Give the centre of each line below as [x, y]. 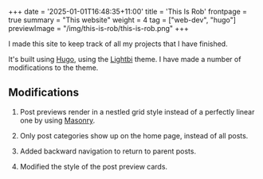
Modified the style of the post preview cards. [94, 166]
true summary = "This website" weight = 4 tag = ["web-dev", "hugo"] [122, 20]
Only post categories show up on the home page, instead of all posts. [134, 135]
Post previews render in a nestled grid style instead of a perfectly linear [137, 111]
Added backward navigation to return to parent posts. [108, 151]
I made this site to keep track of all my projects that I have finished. [118, 44]
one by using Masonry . [57, 120]
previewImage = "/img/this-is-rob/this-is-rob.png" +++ [99, 28]
